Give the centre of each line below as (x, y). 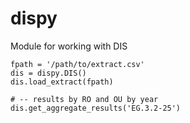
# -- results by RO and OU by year (84, 99)
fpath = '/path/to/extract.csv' (77, 64)
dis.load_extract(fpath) (62, 82)
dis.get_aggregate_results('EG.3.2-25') (96, 108)
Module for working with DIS (69, 46)
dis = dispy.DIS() (48, 73)
